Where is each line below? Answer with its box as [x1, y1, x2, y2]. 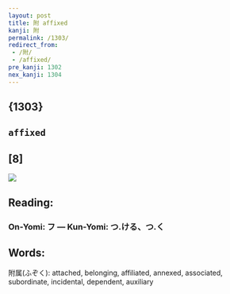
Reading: [8, 195, 54, 209]
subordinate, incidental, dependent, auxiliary [8, 277, 154, 287]
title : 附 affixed [8, 19, 68, 27]
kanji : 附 [8, 26, 40, 34]
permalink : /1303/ [8, 33, 69, 42]
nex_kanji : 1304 [8, 71, 62, 79]
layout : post [8, 11, 52, 20]
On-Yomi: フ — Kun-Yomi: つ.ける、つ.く [8, 221, 165, 232]
